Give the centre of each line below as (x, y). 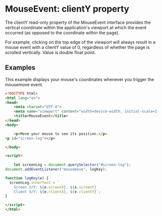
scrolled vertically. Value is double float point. (50, 52)
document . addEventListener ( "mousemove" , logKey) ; (56, 169)
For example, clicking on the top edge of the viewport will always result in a (80, 42)
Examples (20, 68)
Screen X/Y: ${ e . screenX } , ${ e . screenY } (55, 187)
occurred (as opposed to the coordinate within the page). (62, 33)
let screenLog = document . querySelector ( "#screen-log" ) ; (73, 165)
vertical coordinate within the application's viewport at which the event (76, 27)
